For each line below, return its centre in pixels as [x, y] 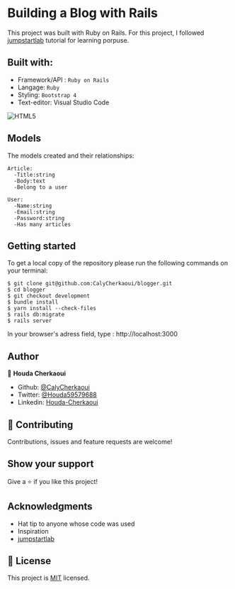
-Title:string [34, 175]
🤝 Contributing [40, 425]
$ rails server [30, 321]
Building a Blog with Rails [82, 13]
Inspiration [33, 531]
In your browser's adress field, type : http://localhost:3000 [93, 334]
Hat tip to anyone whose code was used [76, 524]
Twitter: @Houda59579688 [57, 395]
